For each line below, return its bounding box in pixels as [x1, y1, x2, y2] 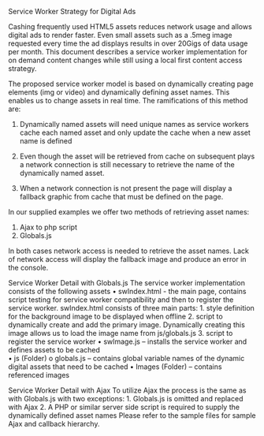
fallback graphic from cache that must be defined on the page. [19, 192, 224, 201]
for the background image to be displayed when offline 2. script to [8, 311, 223, 321]
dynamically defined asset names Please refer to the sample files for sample [8, 411, 256, 420]
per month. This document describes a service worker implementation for [8, 47, 248, 56]
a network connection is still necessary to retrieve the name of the [19, 160, 235, 169]
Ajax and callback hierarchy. [8, 419, 100, 428]
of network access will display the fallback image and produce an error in [8, 255, 247, 263]
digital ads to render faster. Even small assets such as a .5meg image [8, 31, 232, 39]
